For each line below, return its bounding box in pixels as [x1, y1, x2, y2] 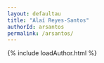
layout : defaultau [7, 10, 61, 17]
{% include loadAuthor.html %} [7, 49, 97, 57]
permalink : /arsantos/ [7, 29, 74, 37]
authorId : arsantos [7, 23, 65, 30]
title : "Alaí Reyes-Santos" [7, 17, 90, 24]
